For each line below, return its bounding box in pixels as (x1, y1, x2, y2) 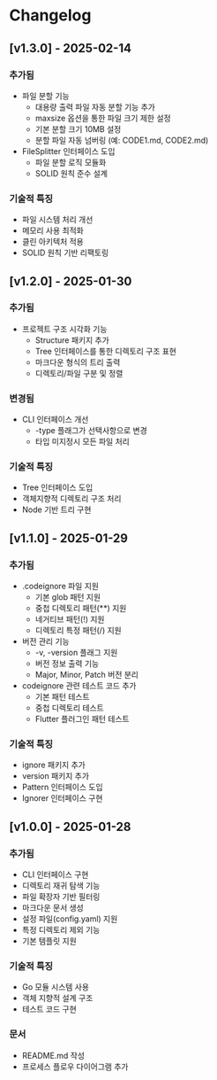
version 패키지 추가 (21, 771, 90, 781)
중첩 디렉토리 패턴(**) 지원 (34, 603, 127, 614)
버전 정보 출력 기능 (34, 658, 100, 669)
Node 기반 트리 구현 (21, 504, 92, 515)
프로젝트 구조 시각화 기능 (21, 323, 108, 334)
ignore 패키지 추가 (21, 759, 86, 771)
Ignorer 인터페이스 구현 (21, 793, 103, 804)
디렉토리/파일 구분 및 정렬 (34, 368, 123, 378)
